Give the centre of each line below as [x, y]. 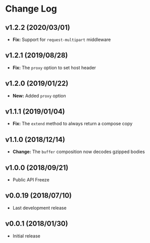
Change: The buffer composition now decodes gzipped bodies [79, 152]
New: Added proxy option [39, 95]
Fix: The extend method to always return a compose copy [72, 124]
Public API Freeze [31, 180]
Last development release [39, 208]
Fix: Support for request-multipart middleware [62, 39]
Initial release [26, 236]
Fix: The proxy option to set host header [54, 67]
